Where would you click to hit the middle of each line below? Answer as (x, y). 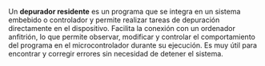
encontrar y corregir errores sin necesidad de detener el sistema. (116, 54)
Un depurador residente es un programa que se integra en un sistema (124, 12)
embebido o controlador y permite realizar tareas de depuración (114, 20)
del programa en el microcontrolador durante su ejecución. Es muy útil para (133, 45)
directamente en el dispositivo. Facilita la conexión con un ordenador (122, 28)
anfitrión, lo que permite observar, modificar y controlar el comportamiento (132, 37)
